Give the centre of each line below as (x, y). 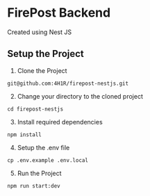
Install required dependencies (60, 122)
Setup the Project (46, 54)
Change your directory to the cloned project (80, 96)
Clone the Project (42, 70)
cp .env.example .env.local (48, 160)
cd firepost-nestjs (35, 109)
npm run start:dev (34, 186)
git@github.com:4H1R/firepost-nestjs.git (68, 83)
